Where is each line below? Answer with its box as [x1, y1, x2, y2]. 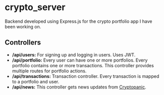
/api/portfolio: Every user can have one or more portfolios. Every [12, 57, 148, 63]
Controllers [5, 38, 41, 47]
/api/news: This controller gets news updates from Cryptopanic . [12, 84, 147, 90]
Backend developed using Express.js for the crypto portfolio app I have [5, 18, 152, 24]
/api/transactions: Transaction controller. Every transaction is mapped [12, 73, 159, 79]
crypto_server [5, 2, 66, 13]
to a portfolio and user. [12, 78, 60, 84]
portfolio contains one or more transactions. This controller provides [12, 62, 154, 68]
